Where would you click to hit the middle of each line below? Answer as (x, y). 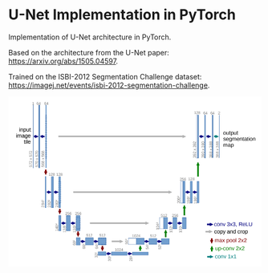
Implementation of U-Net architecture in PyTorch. (90, 37)
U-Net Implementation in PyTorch (122, 15)
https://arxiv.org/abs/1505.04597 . (63, 61)
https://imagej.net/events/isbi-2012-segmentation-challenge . (109, 85)
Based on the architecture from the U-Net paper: (89, 52)
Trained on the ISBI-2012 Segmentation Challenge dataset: (105, 76)
